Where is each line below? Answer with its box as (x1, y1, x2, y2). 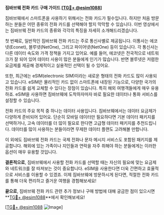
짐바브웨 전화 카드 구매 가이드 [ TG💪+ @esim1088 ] (5, 5, 102, 10)
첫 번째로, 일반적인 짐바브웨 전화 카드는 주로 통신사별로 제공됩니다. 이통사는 (5, 38, 149, 44)
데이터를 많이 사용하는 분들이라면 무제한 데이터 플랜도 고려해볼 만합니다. (11, 126, 149, 132)
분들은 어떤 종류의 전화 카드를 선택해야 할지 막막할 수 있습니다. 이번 (14, 22, 142, 27)
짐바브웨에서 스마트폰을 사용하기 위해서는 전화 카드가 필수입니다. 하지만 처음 (5, 15, 150, 21)
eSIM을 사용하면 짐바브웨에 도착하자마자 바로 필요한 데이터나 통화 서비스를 (15, 91, 158, 97)
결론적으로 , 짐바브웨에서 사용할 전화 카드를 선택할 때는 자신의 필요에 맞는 (5, 160, 143, 165)
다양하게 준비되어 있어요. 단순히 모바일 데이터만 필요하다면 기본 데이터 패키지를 (5, 114, 156, 120)
